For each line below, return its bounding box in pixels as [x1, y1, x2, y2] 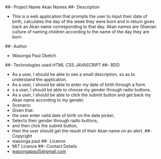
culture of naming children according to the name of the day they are [12, 29, 150, 34]
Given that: [12, 107, 34, 113]
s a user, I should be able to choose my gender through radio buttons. [12, 87, 151, 92]
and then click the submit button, [12, 123, 78, 129]
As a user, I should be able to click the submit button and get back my [12, 92, 151, 98]
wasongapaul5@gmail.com [12, 148, 66, 154]
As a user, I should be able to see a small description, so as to [12, 72, 135, 77]
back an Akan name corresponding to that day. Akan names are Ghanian [12, 24, 157, 29]
